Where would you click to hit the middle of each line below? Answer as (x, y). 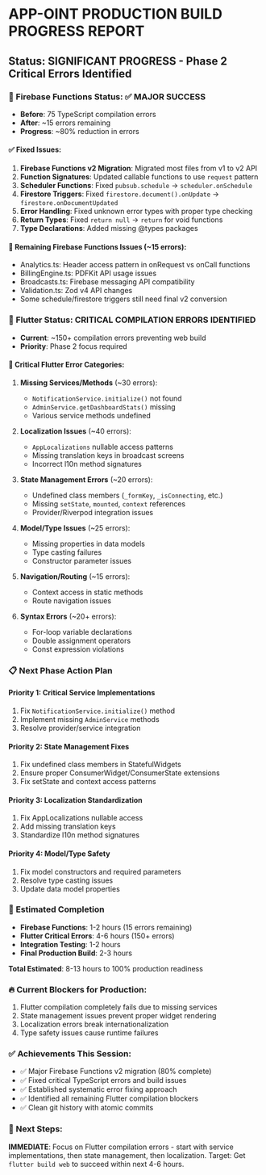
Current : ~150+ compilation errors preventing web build (113, 338)
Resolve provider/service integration (80, 728)
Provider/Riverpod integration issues (93, 512)
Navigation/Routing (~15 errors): (75, 576)
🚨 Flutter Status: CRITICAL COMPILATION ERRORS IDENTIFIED (132, 320)
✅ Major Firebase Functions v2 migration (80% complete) (116, 1072)
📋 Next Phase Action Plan (60, 670)
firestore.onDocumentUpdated (69, 204)
